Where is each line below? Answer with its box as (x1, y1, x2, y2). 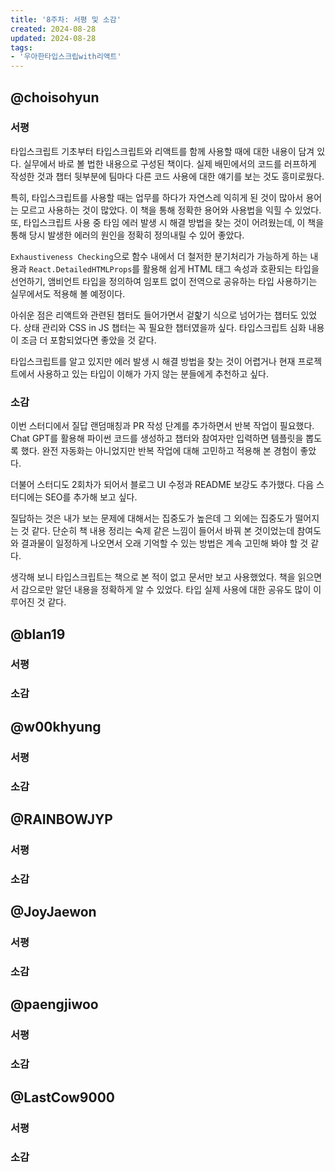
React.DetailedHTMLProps (28, 264, 133, 275)
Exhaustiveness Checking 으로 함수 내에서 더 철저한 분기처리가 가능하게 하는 (10, 250, 308, 262)
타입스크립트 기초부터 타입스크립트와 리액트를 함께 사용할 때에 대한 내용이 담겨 (10, 145, 315, 157)
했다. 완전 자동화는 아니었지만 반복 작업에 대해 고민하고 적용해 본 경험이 (20, 445, 298, 457)
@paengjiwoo (10, 996, 99, 1013)
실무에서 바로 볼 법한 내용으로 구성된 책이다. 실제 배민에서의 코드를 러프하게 (23, 157, 317, 170)
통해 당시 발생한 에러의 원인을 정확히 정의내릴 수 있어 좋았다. (10, 229, 245, 241)
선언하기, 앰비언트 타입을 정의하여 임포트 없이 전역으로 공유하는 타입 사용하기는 (10, 275, 318, 287)
